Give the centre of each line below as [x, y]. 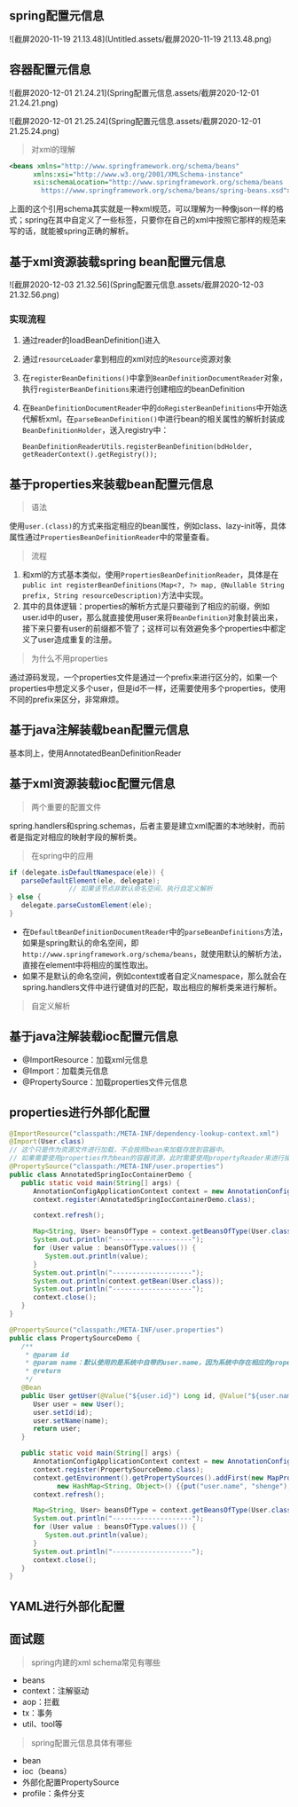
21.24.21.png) [34, 102]
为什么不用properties [69, 658]
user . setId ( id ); [63, 1412]
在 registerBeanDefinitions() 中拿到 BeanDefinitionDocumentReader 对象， [155, 378]
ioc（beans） [47, 1771]
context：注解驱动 [55, 1690]
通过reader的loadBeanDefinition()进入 [91, 341]
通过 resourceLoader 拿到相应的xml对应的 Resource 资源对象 [127, 359]
